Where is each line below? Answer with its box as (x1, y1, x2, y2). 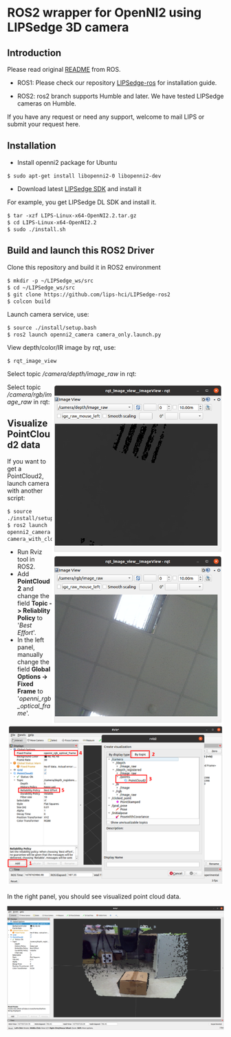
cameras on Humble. (16, 99, 77, 108)
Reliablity (23, 606, 50, 615)
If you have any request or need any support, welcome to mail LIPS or (7, 112, 205, 121)
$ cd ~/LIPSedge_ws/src (7, 284, 76, 291)
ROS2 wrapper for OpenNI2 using (7, 5, 202, 21)
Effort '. (16, 629, 36, 637)
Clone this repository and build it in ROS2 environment (7, 263, 161, 271)
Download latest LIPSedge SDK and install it (16, 184, 142, 192)
